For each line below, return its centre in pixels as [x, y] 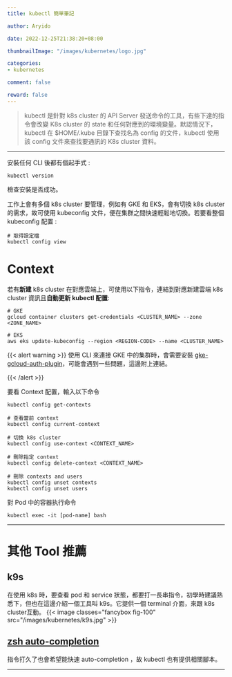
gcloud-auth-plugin [35, 363]
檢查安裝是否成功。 [35, 189]
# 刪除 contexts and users [45, 476]
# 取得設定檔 [23, 236]
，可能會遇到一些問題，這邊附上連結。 [116, 363]
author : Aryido [29, 26]
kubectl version [30, 176]
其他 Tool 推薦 [47, 551]
